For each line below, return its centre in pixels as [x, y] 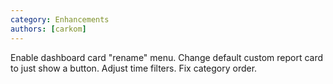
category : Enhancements [60, 19]
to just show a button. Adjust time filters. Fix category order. [134, 68]
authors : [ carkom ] [48, 29]
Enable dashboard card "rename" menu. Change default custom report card [167, 57]
